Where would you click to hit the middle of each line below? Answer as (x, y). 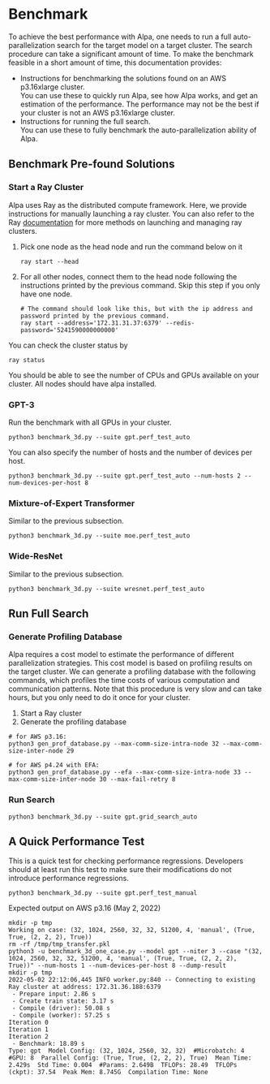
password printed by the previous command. (95, 316)
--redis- (180, 323)
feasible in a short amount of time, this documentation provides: (115, 63)
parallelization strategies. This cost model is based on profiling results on (131, 663)
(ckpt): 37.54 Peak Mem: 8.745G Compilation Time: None (108, 1073)
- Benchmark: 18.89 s (48, 1044)
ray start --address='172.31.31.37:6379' (91, 323)
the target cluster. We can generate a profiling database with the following (132, 672)
